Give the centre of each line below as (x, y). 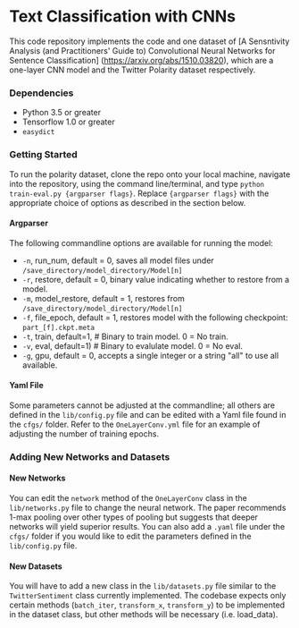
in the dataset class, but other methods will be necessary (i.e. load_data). (144, 615)
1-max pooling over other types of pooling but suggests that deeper (134, 517)
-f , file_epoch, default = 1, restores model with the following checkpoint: (155, 317)
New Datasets (36, 566)
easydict (38, 132)
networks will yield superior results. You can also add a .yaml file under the (147, 527)
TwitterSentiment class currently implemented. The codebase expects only (148, 596)
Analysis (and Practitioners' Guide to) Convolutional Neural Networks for (142, 50)
